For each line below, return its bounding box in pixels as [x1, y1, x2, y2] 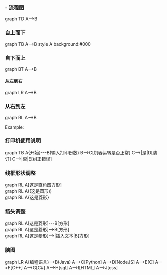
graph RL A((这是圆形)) [5, 188, 52, 194]
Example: [5, 124, 24, 130]
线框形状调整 [5, 169, 36, 176]
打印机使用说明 [5, 137, 41, 144]
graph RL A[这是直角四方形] [5, 182, 62, 188]
